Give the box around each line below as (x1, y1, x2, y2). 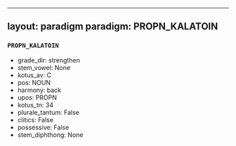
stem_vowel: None (17, 63, 71, 72)
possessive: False (17, 123, 70, 131)
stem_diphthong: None (17, 131, 84, 139)
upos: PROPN (17, 93, 58, 102)
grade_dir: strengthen (17, 55, 81, 64)
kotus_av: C (17, 71, 51, 79)
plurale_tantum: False (17, 108, 79, 117)
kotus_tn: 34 (17, 100, 54, 109)
